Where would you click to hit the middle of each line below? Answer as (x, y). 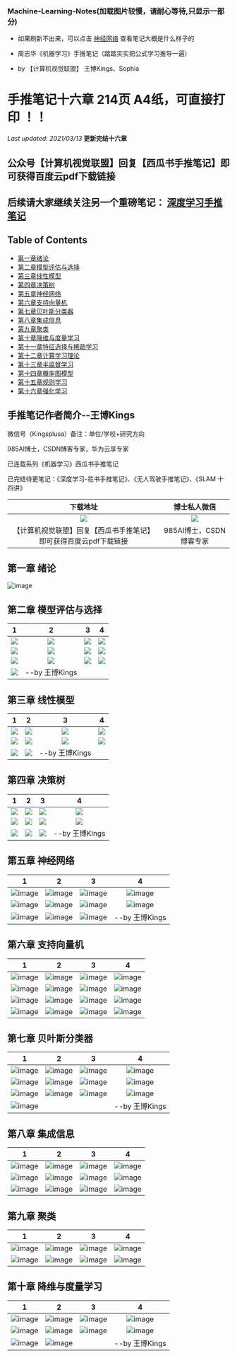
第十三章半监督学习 (45, 364)
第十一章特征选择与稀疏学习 (58, 346)
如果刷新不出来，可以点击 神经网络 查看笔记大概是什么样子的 (106, 39)
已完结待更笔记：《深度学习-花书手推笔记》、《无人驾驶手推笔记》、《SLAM (112, 478)
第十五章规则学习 (42, 382)
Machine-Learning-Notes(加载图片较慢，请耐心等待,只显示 (109, 11)
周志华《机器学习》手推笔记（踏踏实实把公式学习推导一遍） (104, 54)
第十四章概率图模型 (45, 373)
